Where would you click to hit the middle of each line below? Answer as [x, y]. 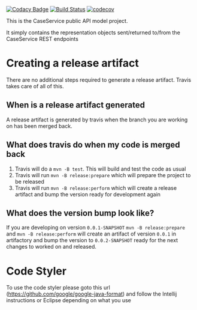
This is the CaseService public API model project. [67, 21]
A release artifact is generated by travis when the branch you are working [97, 120]
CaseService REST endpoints [43, 39]
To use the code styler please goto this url [58, 288]
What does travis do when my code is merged [93, 145]
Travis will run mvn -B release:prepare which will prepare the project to [103, 175]
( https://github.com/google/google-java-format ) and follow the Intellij [92, 294]
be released [30, 181]
